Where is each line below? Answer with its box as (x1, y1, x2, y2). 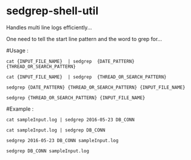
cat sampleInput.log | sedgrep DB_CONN (6, 127, 106, 133)
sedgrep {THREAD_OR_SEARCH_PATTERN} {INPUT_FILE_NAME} (6, 95, 146, 101)
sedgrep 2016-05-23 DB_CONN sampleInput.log (6, 137, 119, 143)
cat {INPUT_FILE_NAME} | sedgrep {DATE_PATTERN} (6, 58, 135, 64)
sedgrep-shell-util (6, 4, 98, 18)
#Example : (6, 105, 34, 112)
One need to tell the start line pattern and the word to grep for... (6, 35, 162, 42)
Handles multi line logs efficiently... (6, 24, 93, 31)
